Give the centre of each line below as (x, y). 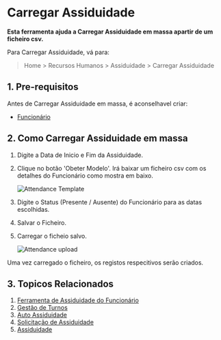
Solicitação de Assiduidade (55, 322)
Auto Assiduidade (42, 315)
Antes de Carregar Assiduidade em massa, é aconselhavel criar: (97, 104)
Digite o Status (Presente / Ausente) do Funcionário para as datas (109, 202)
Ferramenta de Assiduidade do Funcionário (78, 300)
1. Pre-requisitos (43, 87)
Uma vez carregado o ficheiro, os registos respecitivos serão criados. (105, 263)
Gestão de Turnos (42, 308)
